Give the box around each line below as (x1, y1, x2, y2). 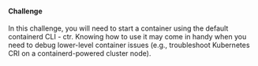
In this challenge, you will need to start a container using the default (8, 24, 229, 33)
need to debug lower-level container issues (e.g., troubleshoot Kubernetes (8, 40, 250, 50)
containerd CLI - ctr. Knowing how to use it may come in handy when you (8, 32, 247, 42)
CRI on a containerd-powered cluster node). (8, 49, 151, 58)
